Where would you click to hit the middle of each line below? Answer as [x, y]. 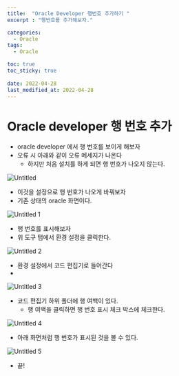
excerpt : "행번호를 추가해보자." [50, 20]
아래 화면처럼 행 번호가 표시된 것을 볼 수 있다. [78, 338]
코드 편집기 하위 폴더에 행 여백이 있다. [67, 301]
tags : [15, 46]
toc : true [21, 64]
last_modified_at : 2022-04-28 [51, 90]
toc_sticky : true [32, 70]
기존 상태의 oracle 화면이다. [54, 200]
